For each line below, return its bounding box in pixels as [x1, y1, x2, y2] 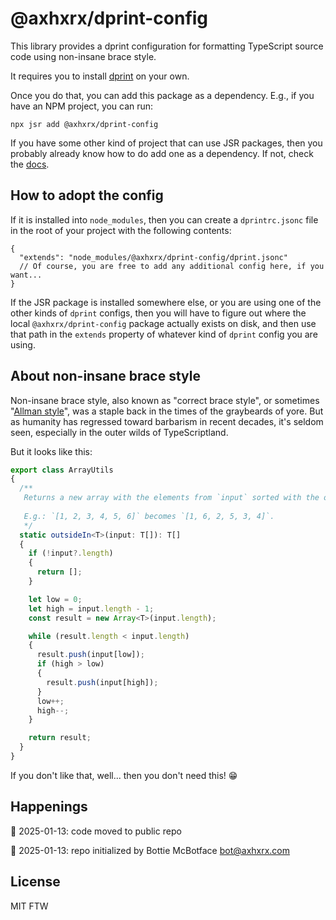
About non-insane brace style [10, 368, 201, 385]
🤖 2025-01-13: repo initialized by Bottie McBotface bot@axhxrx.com [10, 844, 291, 856]
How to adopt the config [10, 187, 164, 204]
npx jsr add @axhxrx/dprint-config [10, 119, 159, 129]
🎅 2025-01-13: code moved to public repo [10, 825, 182, 837]
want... [10, 270, 43, 280]
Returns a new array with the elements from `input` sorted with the [23, 493, 320, 503]
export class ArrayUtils [10, 465, 114, 475]
